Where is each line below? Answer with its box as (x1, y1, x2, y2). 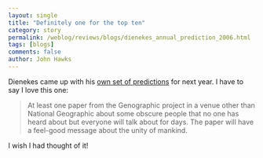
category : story (8, 26, 61, 34)
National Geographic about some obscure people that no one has (27, 108, 239, 118)
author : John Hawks (8, 56, 72, 64)
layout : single (8, 11, 58, 20)
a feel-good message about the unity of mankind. (27, 125, 188, 134)
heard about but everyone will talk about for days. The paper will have (27, 117, 254, 127)
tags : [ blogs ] (8, 41, 55, 49)
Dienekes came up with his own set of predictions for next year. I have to (8, 76, 244, 86)
